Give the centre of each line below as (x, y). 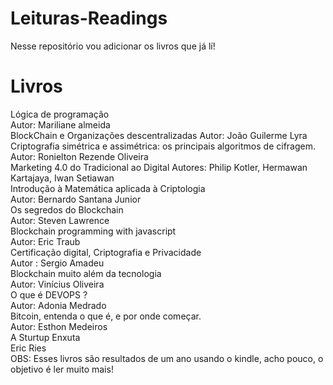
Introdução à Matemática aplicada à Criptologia (108, 188)
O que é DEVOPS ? (49, 294)
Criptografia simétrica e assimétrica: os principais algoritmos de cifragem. (163, 146)
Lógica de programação (60, 114)
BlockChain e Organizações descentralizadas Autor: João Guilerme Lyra (159, 135)
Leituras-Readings (89, 18)
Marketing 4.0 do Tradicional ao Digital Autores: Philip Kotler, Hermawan (159, 167)
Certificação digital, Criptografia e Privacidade (106, 252)
